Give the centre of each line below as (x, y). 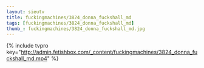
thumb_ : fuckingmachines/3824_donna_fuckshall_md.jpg (76, 29)
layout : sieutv (25, 12)
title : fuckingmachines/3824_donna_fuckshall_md (69, 17)
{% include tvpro (27, 46)
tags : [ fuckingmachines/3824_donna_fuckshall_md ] (70, 23)
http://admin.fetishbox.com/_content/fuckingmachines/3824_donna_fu (109, 52)
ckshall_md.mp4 (27, 58)
